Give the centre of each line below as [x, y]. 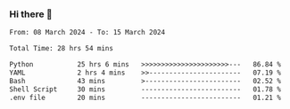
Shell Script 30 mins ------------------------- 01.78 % [145, 89]
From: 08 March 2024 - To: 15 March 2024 [87, 33]
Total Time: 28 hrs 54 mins [62, 49]
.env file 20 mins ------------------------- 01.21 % [145, 97]
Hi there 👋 [31, 14]
